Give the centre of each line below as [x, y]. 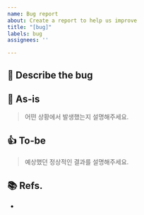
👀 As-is [24, 99]
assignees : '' [28, 40]
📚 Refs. [25, 186]
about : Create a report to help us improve [72, 21]
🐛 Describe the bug [50, 75]
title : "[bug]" [30, 27]
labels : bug [25, 34]
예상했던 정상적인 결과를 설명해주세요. [77, 162]
